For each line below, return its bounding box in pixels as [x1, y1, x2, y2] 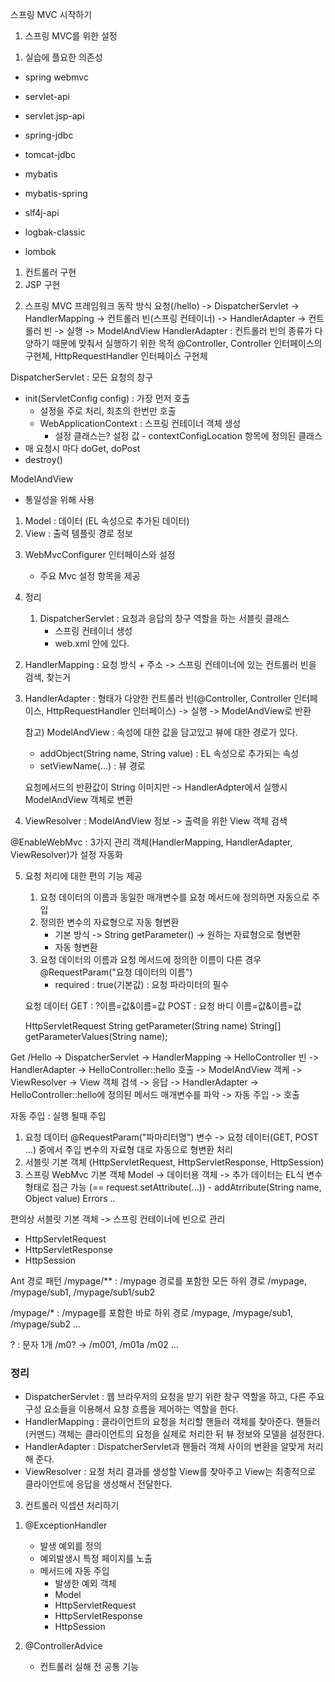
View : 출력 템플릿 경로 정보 [24, 528, 133, 539]
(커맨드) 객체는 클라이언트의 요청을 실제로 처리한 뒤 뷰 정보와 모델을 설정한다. [24, 1428, 325, 1440]
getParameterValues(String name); [24, 1031, 168, 1042]
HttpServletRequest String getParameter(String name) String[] [24, 1020, 282, 1032]
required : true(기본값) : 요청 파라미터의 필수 [54, 979, 230, 990]
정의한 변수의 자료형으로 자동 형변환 [39, 916, 180, 928]
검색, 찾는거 [24, 671, 72, 683]
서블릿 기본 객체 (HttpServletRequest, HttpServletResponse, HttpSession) [24, 1156, 325, 1168]
